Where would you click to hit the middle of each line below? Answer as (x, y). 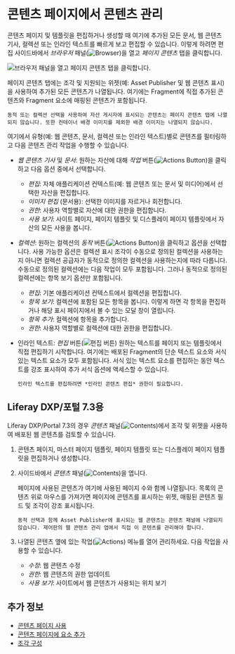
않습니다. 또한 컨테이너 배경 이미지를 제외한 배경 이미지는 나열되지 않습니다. (116, 122)
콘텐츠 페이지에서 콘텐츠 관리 (85, 14)
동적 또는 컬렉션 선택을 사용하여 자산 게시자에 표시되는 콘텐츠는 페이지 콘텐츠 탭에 (111, 115)
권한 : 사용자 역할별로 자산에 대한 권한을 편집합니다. (97, 210)
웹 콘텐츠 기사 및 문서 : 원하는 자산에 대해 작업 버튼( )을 (115, 160)
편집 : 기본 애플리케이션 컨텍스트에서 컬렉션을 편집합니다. (105, 293)
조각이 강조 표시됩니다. (63, 505)
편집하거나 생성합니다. (61, 458)
